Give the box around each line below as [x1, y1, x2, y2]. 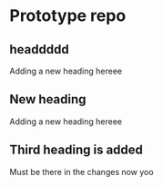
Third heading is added [9, 142, 144, 158]
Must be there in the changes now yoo [9, 166, 154, 177]
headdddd [9, 42, 70, 57]
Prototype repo [9, 5, 127, 26]
